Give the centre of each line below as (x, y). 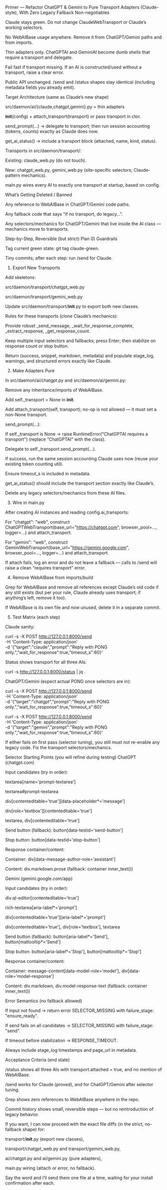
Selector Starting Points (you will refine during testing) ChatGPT (71, 757)
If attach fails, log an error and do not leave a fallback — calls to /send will (81, 563)
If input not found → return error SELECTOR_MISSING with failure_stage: (80, 1011)
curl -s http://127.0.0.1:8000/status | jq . (45, 672)
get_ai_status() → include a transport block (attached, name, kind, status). (81, 141)
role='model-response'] (30, 976)
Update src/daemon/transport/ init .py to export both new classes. (72, 306)
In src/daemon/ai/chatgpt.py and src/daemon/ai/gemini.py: (66, 380)
